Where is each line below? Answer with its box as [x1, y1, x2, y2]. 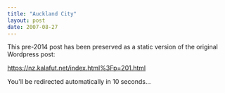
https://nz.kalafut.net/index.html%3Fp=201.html [7, 64, 146, 73]
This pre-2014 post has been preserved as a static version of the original [7, 43, 218, 51]
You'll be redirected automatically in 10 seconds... [7, 77, 151, 86]
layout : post [7, 17, 46, 24]
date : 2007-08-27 [7, 23, 58, 30]
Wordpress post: [7, 50, 56, 58]
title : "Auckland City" [7, 10, 77, 18]
